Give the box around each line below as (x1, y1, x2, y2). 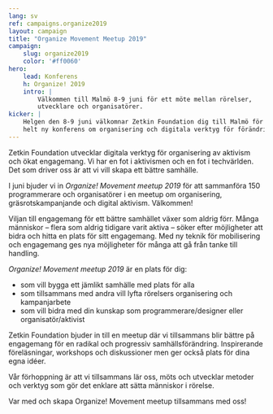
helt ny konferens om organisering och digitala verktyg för (23, 125, 234, 133)
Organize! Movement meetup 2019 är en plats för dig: (8, 264, 188, 273)
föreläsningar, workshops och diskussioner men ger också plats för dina (8, 347, 250, 357)
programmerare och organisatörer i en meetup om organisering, (8, 189, 223, 199)
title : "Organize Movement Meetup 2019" (8, 34, 148, 43)
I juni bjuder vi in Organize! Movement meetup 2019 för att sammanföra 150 (8, 181, 261, 190)
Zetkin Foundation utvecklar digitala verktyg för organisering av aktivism (8, 147, 251, 157)
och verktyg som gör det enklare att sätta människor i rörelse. (8, 380, 215, 390)
